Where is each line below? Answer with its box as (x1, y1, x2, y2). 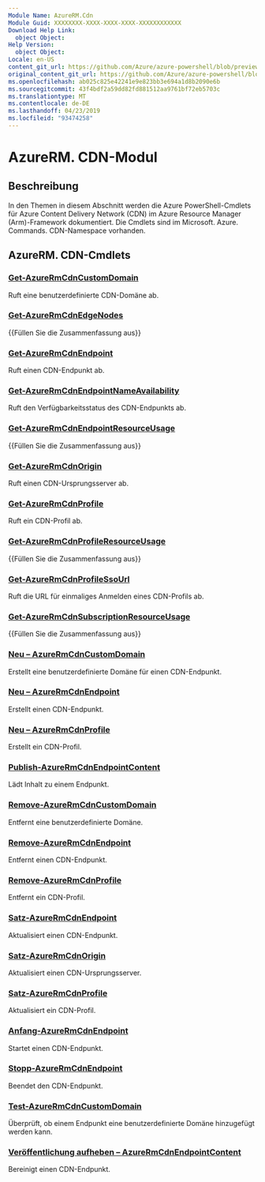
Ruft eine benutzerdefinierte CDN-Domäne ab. (8, 290, 159, 300)
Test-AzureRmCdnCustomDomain (8, 1101, 142, 1112)
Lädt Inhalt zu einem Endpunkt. (8, 779, 110, 790)
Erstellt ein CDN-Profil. (8, 742, 82, 752)
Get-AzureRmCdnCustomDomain (8, 272, 140, 283)
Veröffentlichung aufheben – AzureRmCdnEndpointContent (8, 1146, 242, 1158)
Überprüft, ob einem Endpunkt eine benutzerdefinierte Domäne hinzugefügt (8, 1119, 255, 1128)
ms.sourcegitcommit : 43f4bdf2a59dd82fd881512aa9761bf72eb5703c (8, 84, 221, 93)
